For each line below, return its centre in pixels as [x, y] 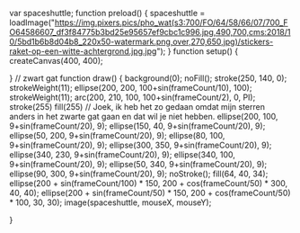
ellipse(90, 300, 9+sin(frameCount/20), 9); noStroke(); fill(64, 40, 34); [139, 174]
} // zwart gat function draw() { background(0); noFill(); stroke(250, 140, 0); [148, 78]
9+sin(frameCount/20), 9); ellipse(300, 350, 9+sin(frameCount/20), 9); [141, 145]
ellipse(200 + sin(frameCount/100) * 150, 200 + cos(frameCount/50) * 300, [149, 183]
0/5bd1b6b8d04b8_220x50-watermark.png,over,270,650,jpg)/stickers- [141, 41]
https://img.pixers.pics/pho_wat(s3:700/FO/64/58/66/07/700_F [172, 22]
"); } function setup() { [198, 51]
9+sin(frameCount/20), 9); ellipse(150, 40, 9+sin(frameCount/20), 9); [137, 126]
